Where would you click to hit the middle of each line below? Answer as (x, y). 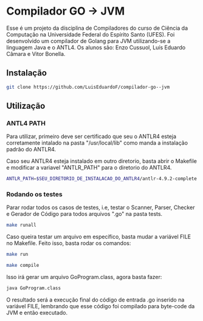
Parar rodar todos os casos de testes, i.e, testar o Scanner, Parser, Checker (101, 207)
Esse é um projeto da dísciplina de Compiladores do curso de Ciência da (97, 28)
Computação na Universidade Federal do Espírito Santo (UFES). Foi (91, 34)
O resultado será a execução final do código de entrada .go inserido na (95, 300)
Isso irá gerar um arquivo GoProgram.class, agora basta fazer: (84, 277)
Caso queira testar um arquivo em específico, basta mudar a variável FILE (99, 237)
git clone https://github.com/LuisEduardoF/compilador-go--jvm (88, 87)
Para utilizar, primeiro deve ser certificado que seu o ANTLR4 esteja (91, 136)
